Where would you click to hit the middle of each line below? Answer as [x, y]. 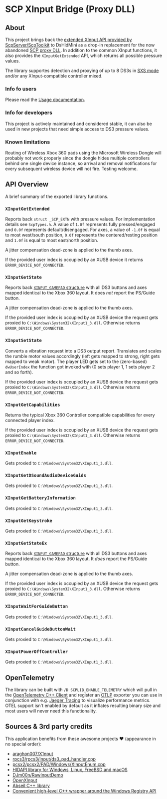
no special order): [23, 744]
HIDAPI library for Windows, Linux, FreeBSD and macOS [70, 769]
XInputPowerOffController [37, 651]
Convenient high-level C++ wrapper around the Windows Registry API [84, 790]
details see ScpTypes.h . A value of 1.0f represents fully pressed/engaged [80, 224]
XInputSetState [24, 340]
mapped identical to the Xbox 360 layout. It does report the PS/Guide [76, 559]
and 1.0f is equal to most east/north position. [52, 240]
